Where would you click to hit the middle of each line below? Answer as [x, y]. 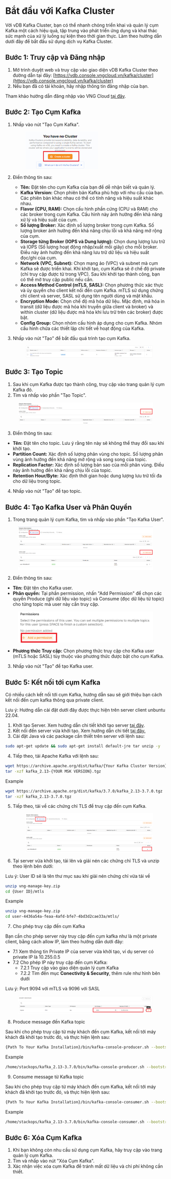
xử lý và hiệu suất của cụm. [49, 219]
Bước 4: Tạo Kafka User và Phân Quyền [69, 507]
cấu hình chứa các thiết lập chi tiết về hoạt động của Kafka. [82, 328]
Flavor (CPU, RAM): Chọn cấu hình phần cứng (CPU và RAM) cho [89, 209]
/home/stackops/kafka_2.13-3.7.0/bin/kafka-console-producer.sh [75, 1067]
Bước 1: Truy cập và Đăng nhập [55, 58]
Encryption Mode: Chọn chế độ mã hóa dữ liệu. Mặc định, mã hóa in [92, 301]
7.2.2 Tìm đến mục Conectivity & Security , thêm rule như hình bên [90, 973]
